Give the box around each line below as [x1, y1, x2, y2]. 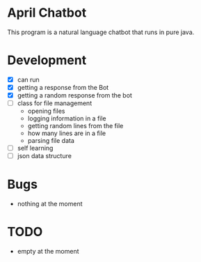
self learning [17, 144, 54, 153]
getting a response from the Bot [17, 83, 109, 91]
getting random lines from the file [27, 122, 124, 130]
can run [17, 75, 40, 84]
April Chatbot [7, 5, 87, 21]
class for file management [17, 99, 93, 107]
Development [7, 52, 87, 68]
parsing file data [27, 137, 75, 145]
